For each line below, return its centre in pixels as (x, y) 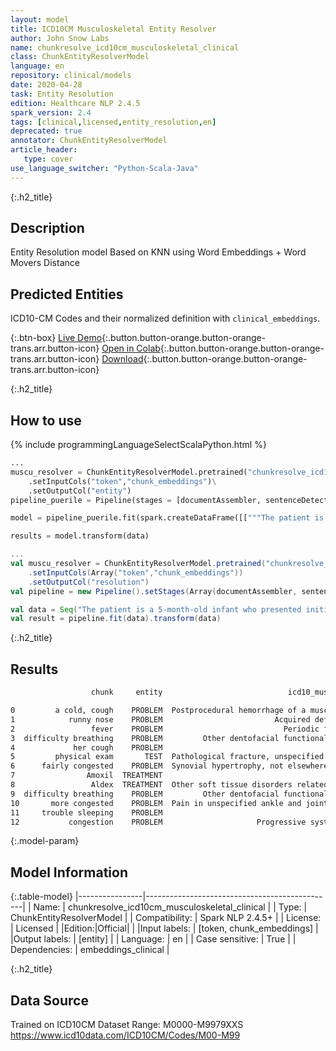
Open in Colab (131, 348)
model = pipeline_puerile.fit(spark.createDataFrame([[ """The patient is (167, 518)
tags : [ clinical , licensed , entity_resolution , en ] (113, 122)
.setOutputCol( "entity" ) (80, 491)
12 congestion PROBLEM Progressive (158, 822)
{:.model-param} (45, 841)
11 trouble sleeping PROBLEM (86, 812)
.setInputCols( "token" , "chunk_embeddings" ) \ (122, 481)
